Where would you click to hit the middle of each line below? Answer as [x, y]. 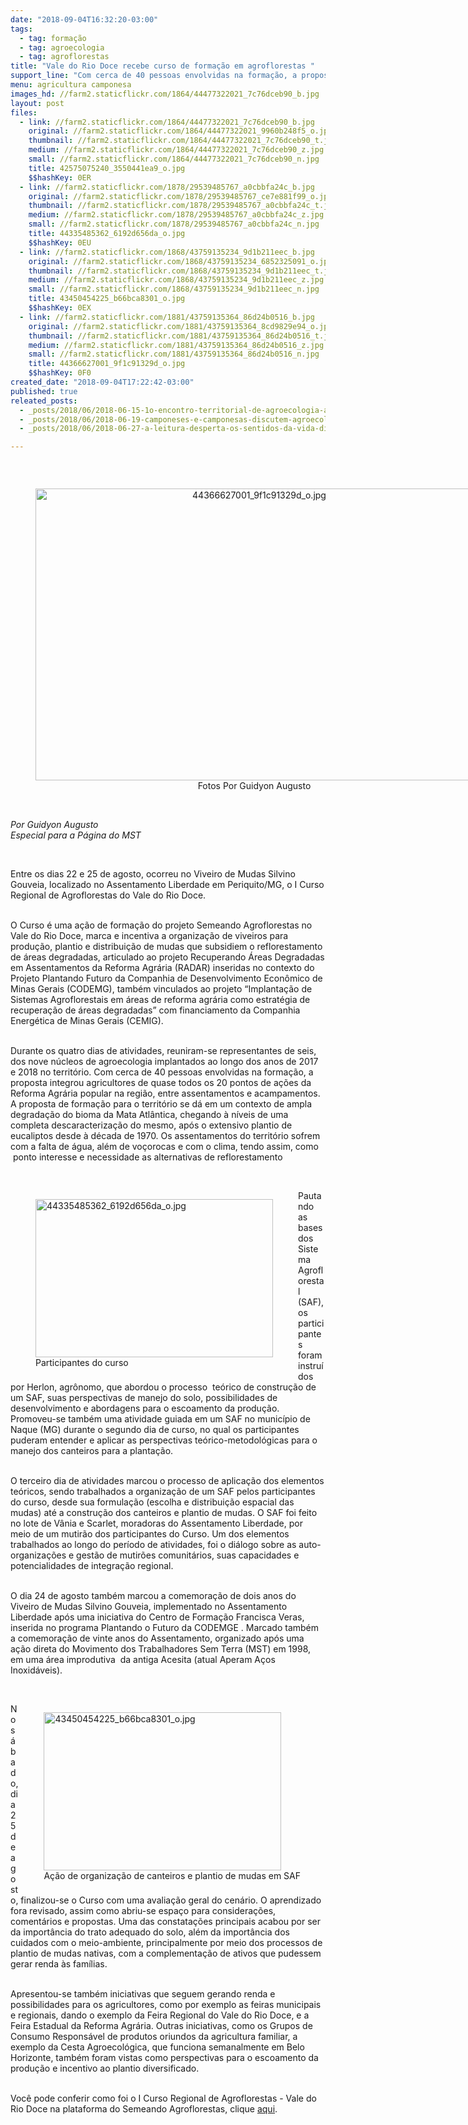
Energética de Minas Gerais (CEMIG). [87, 1021]
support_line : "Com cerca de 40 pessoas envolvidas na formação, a [154, 76]
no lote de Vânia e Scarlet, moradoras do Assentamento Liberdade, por [156, 1523]
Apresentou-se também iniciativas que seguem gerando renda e [143, 1994]
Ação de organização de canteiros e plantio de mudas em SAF [172, 1876]
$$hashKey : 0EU [60, 242]
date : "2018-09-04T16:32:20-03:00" [84, 19]
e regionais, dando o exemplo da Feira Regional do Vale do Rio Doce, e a [160, 2015]
